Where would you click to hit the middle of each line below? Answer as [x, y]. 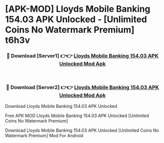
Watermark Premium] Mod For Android [44, 135]
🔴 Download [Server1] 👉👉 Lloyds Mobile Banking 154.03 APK [82, 56]
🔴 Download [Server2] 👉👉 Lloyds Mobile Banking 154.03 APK [82, 88]
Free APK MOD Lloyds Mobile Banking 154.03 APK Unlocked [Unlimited [77, 116]
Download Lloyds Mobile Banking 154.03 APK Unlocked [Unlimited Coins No [82, 130]
